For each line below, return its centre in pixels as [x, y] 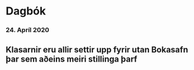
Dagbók [26, 11]
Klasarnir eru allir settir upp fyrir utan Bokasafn [97, 49]
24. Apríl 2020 [28, 30]
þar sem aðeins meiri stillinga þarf [71, 59]
